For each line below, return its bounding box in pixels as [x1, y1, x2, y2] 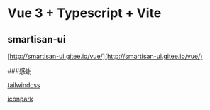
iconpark [7, 94, 33, 103]
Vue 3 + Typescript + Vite [7, 5, 162, 21]
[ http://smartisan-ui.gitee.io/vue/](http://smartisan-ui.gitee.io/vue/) [7, 52, 203, 60]
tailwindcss [7, 81, 40, 89]
